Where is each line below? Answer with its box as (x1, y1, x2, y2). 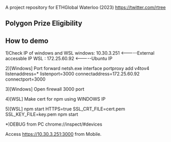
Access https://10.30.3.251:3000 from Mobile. (5, 131, 102, 137)
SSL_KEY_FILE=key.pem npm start (5, 111, 78, 117)
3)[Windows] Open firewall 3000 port (5, 86, 84, 92)
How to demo (5, 36, 49, 45)
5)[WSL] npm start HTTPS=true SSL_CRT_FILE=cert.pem (5, 106, 125, 112)
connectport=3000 (5, 76, 46, 82)
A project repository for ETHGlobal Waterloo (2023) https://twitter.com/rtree (5, 5, 166, 10)
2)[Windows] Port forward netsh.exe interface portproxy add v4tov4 (5, 65, 149, 72)
